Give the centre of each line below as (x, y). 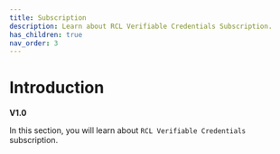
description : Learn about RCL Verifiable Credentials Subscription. (141, 26)
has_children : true (46, 34)
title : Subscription (48, 18)
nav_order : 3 (34, 43)
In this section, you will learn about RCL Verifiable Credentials (128, 130)
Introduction (57, 88)
